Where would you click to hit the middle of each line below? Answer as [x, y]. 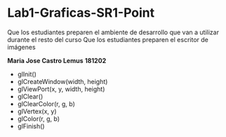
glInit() [27, 74]
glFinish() [31, 126]
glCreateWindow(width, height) [62, 81]
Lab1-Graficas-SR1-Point [81, 13]
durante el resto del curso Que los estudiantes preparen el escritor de [108, 39]
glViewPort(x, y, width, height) [61, 89]
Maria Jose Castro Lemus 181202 [57, 60]
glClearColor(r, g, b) [46, 103]
